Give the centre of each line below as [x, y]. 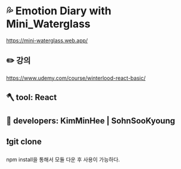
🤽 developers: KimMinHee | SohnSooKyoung [91, 121]
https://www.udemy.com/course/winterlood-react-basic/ [76, 78]
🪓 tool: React [32, 97]
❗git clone [24, 141]
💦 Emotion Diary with [59, 11]
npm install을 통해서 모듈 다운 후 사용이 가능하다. [63, 159]
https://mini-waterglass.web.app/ [47, 40]
